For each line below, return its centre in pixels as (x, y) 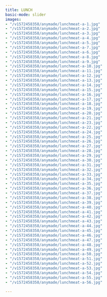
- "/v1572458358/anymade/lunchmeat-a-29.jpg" (54, 156)
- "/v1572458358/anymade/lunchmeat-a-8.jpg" (53, 57)
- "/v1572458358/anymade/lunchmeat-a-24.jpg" (54, 132)
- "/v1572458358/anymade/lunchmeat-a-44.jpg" (54, 226)
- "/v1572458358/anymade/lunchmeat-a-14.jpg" (54, 85)
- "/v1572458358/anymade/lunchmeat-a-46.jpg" (54, 235)
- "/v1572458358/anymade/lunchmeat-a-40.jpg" (54, 207)
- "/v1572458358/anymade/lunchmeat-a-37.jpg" (54, 193)
